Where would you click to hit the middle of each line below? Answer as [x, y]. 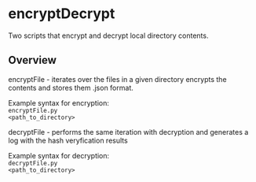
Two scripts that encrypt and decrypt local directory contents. [108, 35]
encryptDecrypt [62, 14]
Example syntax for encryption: [59, 102]
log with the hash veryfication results [68, 140]
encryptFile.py [33, 110]
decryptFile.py [33, 163]
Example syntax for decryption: [59, 155]
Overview [33, 60]
